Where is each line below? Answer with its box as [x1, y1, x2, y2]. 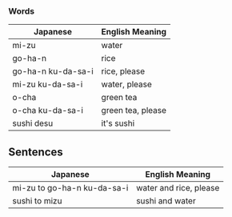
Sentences [8, 145, 64, 159]
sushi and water [135, 195, 196, 207]
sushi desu [12, 118, 54, 129]
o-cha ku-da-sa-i [12, 105, 84, 116]
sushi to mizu [12, 195, 62, 207]
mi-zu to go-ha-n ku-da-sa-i [12, 183, 129, 194]
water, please [101, 78, 152, 90]
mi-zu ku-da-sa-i [12, 78, 83, 90]
